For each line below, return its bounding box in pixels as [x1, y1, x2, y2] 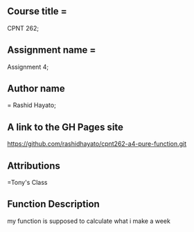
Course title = [7, 6, 67, 17]
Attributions [7, 160, 61, 172]
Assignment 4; [7, 63, 49, 71]
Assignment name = [7, 44, 96, 56]
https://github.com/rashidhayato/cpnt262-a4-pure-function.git [7, 140, 187, 148]
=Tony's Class [7, 179, 48, 187]
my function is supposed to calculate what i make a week [7, 217, 171, 225]
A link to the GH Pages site [7, 121, 123, 133]
